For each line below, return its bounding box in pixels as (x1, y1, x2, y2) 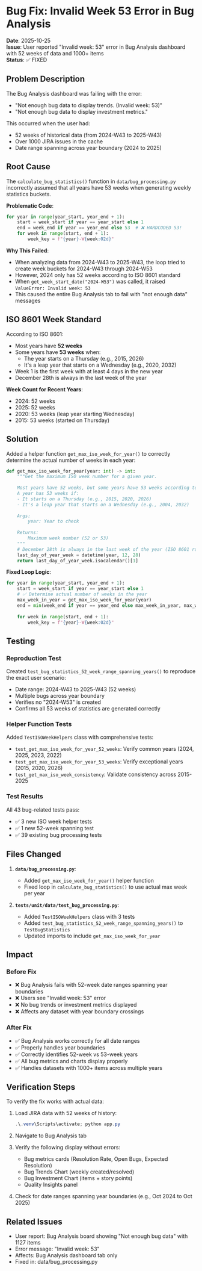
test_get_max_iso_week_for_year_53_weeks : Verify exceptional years (14, 758, 183, 765)
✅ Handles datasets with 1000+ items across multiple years (14, 1064, 163, 1071)
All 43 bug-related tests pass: (6, 806, 80, 813)
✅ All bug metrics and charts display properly (14, 1057, 128, 1064)
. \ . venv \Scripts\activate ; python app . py (14, 1121, 121, 1127)
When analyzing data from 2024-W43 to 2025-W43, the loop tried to (14, 258, 186, 266)
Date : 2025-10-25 (6, 37, 51, 44)
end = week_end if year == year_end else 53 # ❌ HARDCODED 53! (17, 225, 182, 231)
